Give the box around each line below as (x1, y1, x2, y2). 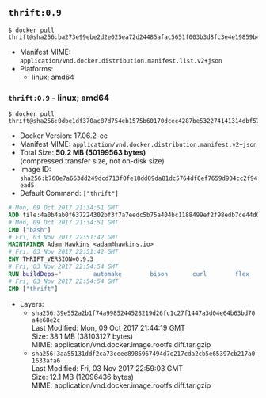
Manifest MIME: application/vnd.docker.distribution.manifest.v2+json (19, 140, 257, 149)
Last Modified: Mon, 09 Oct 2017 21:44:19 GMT (31, 323, 186, 332)
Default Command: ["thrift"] (19, 189, 119, 198)
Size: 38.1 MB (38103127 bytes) (31, 331, 133, 341)
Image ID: (19, 165, 51, 174)
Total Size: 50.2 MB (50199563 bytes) (19, 147, 146, 158)
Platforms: (19, 63, 54, 73)
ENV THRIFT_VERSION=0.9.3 (8, 255, 93, 263)
